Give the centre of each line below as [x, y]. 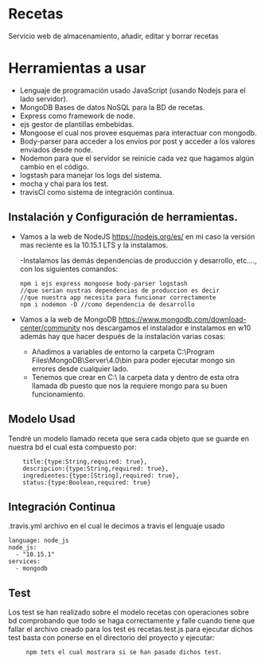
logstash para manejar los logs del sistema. [91, 175]
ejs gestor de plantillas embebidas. [77, 124]
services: [25, 562]
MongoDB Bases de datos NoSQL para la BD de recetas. [112, 107]
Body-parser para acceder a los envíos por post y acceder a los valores [137, 141]
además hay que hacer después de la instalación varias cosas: [122, 336]
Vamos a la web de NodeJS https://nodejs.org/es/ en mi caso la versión [137, 236]
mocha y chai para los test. [64, 184]
